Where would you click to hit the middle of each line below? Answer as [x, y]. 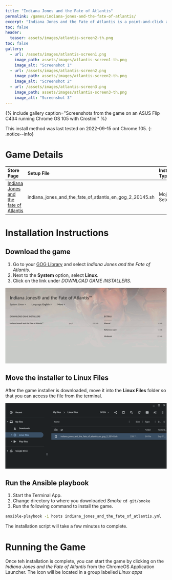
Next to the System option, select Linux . [56, 275]
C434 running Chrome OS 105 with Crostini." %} [56, 118]
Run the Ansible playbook [47, 483]
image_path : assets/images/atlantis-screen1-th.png [71, 60]
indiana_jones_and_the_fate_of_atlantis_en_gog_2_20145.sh [91, 197]
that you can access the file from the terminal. [54, 396]
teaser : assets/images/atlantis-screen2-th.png [62, 38]
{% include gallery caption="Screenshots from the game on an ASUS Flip [83, 113]
